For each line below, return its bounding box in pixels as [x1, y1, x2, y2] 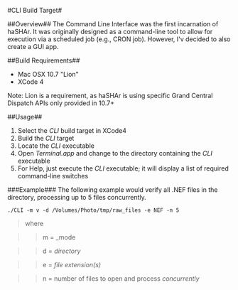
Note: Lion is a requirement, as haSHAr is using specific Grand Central [7, 92, 213, 100]
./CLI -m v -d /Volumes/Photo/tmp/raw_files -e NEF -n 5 [7, 207, 180, 214]
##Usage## [7, 113, 43, 121]
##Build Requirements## [7, 56, 80, 65]
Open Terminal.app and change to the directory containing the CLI [17, 149, 213, 157]
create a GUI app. [7, 43, 59, 50]
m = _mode [42, 233, 76, 241]
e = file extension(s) [42, 261, 102, 269]
